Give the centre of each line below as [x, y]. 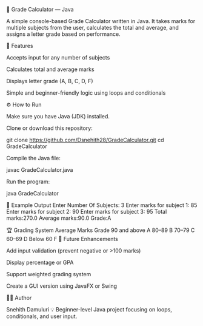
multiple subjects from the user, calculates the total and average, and [92, 28]
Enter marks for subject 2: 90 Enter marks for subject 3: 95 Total [87, 212]
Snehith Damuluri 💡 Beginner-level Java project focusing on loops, [89, 309]
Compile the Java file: [33, 158]
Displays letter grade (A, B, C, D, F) [50, 81]
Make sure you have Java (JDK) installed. [58, 116]
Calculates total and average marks [51, 69]
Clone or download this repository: [49, 128]
